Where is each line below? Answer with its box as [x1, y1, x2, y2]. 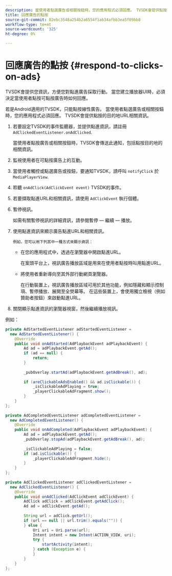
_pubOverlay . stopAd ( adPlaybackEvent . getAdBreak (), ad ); [24, 437, 145, 442]
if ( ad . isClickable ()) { [24, 451, 77, 456]
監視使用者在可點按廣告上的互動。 [12, 157, 85, 163]
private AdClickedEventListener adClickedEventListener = [5, 479, 132, 485]
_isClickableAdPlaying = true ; [32, 384, 100, 389]
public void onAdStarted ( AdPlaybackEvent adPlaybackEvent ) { [14, 341, 147, 346]
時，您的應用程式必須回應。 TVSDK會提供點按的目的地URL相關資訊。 [5, 112, 152, 118]
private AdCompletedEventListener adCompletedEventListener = [5, 412, 141, 418]
